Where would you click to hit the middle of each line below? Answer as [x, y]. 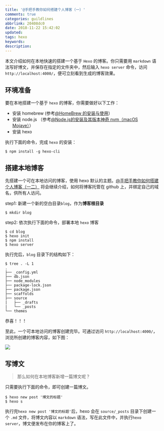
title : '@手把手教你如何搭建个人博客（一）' [45, 10]
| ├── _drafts [22, 303]
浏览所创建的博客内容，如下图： [37, 338]
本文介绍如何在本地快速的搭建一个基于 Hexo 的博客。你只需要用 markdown [78, 61]
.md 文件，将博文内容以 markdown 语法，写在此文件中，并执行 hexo [76, 417]
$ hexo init [17, 236]
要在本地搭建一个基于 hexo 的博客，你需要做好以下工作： [62, 103]
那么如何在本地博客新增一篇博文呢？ [54, 376]
